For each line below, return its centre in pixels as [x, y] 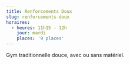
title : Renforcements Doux [39, 11]
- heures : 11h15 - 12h [39, 28]
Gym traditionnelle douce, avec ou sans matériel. [65, 55]
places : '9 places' [41, 38]
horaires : [18, 22]
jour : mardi [31, 33]
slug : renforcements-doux [38, 17]
